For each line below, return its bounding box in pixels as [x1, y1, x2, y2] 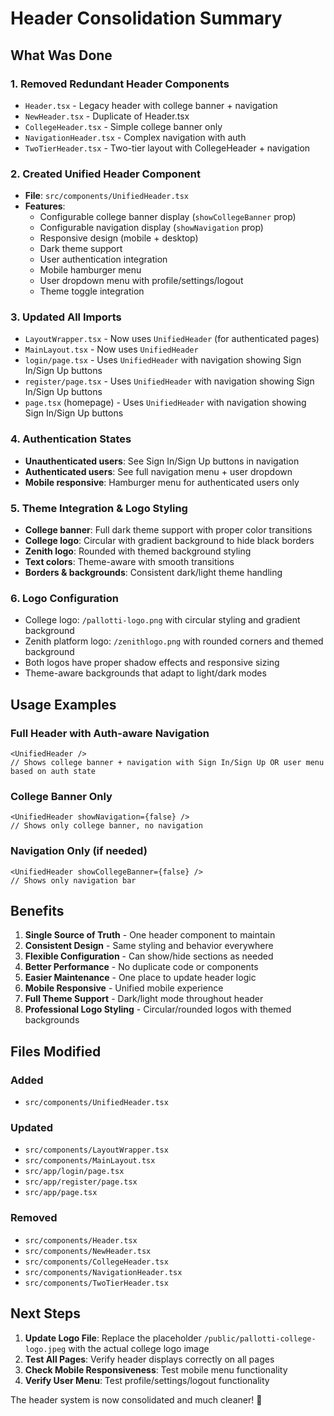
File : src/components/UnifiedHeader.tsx [24, 190, 190, 202]
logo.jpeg [24, 1344, 67, 1354]
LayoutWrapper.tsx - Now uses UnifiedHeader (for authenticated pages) [24, 333, 320, 345]
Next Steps [10, 1305, 81, 1322]
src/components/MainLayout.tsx [24, 1156, 156, 1166]
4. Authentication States [10, 432, 132, 446]
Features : [24, 200, 66, 212]
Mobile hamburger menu [39, 264, 142, 276]
